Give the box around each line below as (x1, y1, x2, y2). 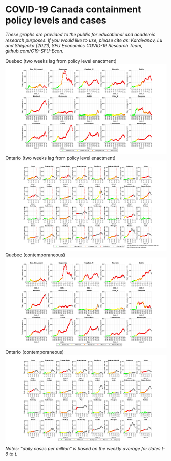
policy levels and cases (5, 14, 106, 26)
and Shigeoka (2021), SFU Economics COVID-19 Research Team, (5, 42, 143, 48)
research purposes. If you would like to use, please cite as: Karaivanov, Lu (5, 37, 163, 43)
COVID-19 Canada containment (5, 4, 141, 15)
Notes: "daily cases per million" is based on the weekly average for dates (5, 446, 161, 452)
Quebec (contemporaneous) (5, 252, 65, 258)
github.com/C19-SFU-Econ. (5, 48, 64, 54)
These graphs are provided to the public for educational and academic (5, 31, 156, 37)
